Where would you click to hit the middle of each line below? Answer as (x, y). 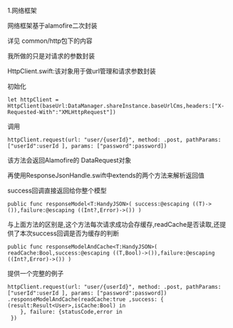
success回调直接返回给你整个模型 (57, 190)
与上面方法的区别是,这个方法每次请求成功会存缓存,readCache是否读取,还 (114, 224)
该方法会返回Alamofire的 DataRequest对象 (69, 160)
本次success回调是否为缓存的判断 (69, 233)
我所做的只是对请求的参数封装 (51, 56)
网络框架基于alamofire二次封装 (52, 26)
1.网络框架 (22, 10)
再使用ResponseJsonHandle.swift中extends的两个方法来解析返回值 (106, 175)
